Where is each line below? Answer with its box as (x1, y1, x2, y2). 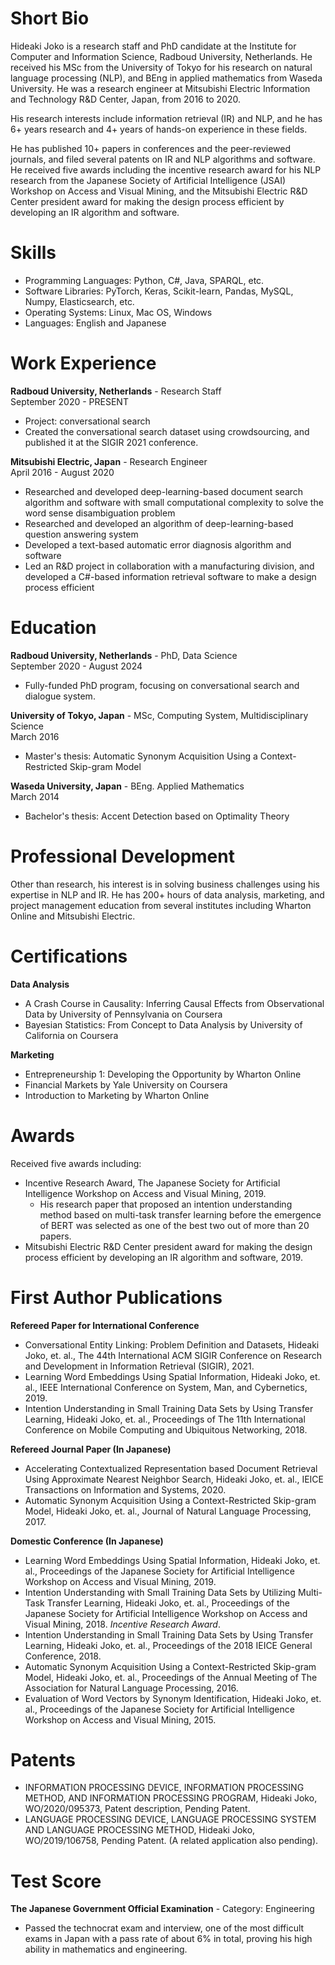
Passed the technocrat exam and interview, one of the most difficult (24, 1922, 305, 1934)
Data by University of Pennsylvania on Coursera (24, 1008, 223, 1020)
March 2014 (10, 790, 60, 802)
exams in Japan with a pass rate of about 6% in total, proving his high (24, 1933, 313, 1945)
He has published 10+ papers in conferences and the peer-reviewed (10, 142, 291, 154)
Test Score (10, 1870, 102, 1892)
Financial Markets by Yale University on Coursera (24, 1078, 228, 1091)
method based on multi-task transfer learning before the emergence (39, 1208, 322, 1221)
